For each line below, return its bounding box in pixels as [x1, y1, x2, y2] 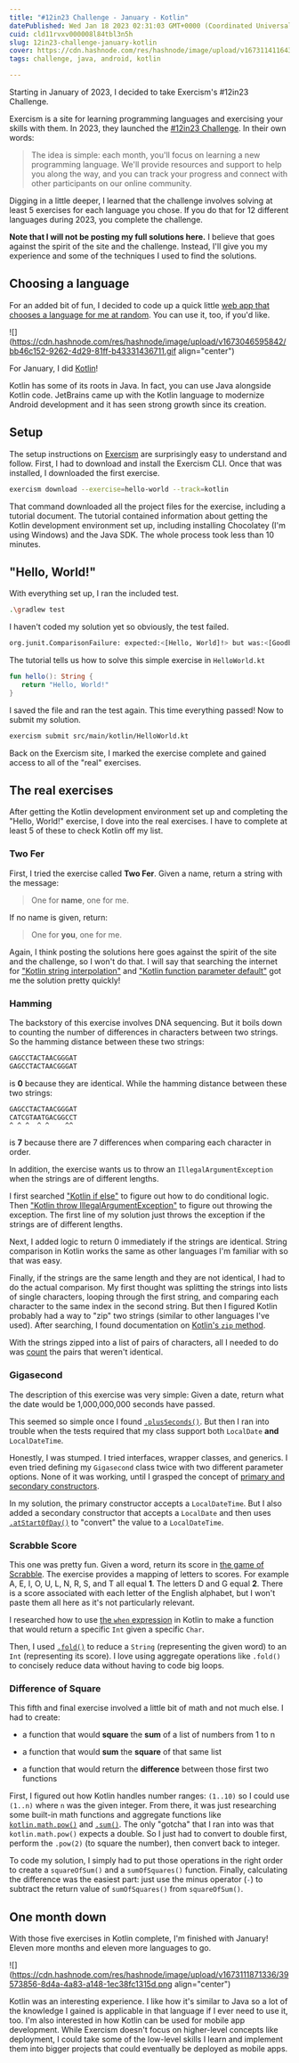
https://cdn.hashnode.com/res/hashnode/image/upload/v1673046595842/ [12, 336, 287, 347]
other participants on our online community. [30, 178, 192, 188]
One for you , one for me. [30, 929, 123, 940]
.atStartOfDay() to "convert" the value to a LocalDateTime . [9, 1517, 224, 1527]
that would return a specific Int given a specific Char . [9, 1624, 205, 1634]
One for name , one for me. [30, 895, 129, 905]
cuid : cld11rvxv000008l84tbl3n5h [9, 29, 133, 38]
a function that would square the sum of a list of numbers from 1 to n [21, 1730, 276, 1740]
